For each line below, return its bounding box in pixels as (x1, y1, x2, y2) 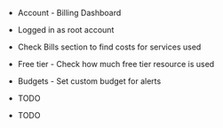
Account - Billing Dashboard (17, 8, 122, 18)
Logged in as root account (17, 25, 115, 34)
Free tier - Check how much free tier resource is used (17, 59, 215, 69)
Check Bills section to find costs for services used (17, 41, 202, 52)
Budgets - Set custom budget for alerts (17, 76, 162, 87)
